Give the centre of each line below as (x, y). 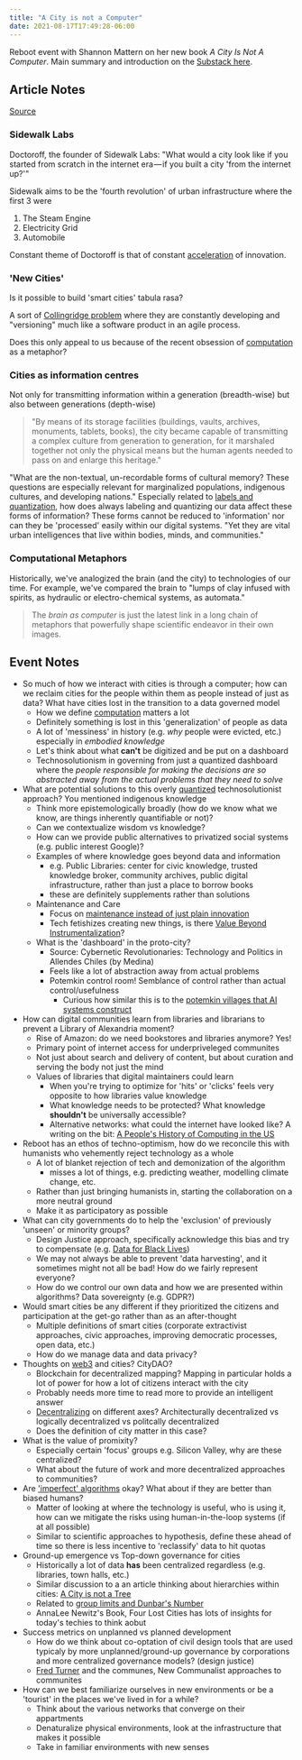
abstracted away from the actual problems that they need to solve (160, 780)
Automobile (44, 237)
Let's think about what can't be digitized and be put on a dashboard (162, 751)
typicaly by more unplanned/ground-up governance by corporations (163, 1652)
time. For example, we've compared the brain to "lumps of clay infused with (150, 588)
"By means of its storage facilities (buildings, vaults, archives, (146, 422)
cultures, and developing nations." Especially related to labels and (132, 497)
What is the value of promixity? (80, 1441)
